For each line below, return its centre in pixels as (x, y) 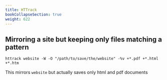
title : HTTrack (21, 10)
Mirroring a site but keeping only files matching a (84, 39)
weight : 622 (18, 19)
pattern (17, 47)
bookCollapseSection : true (33, 14)
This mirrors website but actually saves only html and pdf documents (77, 72)
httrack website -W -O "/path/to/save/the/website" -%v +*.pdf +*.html (82, 59)
